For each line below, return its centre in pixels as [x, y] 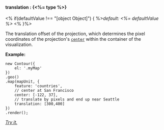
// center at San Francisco [44, 91]
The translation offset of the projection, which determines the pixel [75, 34]
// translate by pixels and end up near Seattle [67, 99]
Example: [16, 55]
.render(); [17, 113]
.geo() [12, 77]
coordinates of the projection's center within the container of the [73, 39]
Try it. [11, 122]
